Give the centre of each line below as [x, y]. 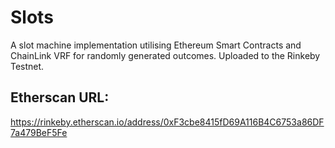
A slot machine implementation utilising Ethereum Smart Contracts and [156, 45]
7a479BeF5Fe [39, 132]
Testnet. [27, 66]
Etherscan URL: [60, 97]
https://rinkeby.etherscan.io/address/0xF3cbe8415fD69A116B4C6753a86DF [167, 122]
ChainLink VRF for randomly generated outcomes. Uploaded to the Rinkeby [165, 55]
